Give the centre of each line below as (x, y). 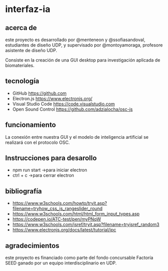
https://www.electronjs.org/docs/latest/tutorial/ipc (64, 230)
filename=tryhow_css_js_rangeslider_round (57, 208)
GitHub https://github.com (39, 93)
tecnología (22, 81)
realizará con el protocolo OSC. (38, 142)
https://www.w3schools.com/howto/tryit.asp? (60, 203)
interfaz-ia (28, 9)
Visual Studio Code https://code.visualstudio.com (64, 104)
